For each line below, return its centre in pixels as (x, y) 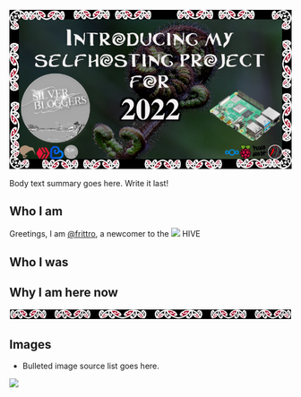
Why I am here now (64, 293)
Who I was (39, 262)
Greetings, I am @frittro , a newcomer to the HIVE (105, 234)
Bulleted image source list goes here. (90, 366)
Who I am (36, 211)
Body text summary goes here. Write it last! (89, 183)
